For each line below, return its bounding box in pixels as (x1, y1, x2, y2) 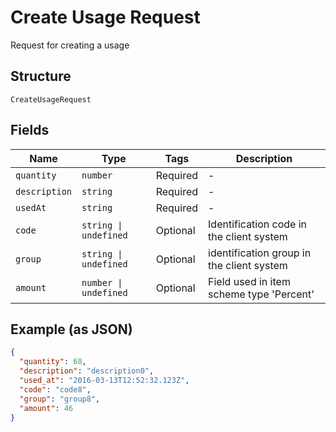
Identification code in (208, 217, 308, 231)
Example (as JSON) (10, 321, 133, 338)
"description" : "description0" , (19, 366, 155, 376)
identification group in (208, 246, 312, 260)
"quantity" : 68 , (19, 357, 87, 367)
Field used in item (208, 274, 291, 288)
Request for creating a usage (10, 39, 130, 51)
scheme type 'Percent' (208, 287, 315, 301)
